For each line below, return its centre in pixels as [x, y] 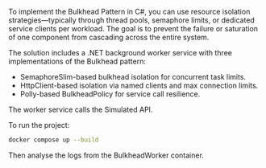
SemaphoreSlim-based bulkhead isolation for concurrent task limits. [133, 77]
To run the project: [39, 125]
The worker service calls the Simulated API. [81, 109]
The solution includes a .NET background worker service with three [120, 53]
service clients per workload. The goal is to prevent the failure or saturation [133, 29]
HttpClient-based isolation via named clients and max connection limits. [139, 85]
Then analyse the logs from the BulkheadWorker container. [106, 155]
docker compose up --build [54, 140]
